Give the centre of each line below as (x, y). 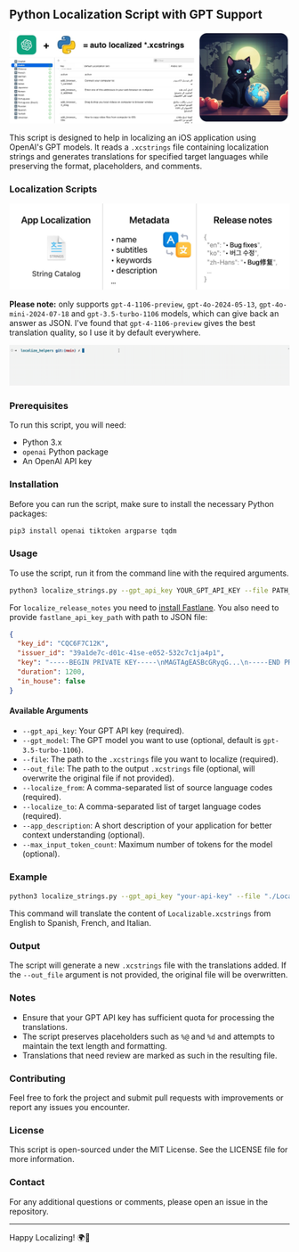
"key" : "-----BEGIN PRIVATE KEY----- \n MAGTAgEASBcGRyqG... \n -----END (149, 663)
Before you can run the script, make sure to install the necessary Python (141, 503)
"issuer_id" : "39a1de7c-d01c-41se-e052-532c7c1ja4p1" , (121, 653)
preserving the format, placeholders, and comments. (106, 166)
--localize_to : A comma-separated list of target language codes (141, 806)
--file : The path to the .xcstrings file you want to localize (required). (150, 759)
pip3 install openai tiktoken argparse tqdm (93, 531)
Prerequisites (39, 405)
